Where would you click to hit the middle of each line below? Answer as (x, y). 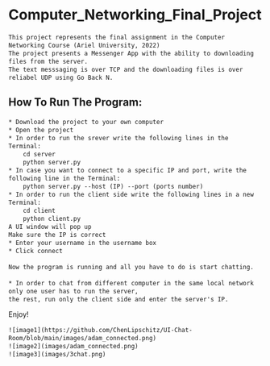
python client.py (52, 218)
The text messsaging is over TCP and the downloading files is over (126, 69)
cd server (39, 154)
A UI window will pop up (50, 227)
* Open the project (41, 130)
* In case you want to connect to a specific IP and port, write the (128, 170)
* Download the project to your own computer (86, 122)
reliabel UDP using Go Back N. (61, 77)
